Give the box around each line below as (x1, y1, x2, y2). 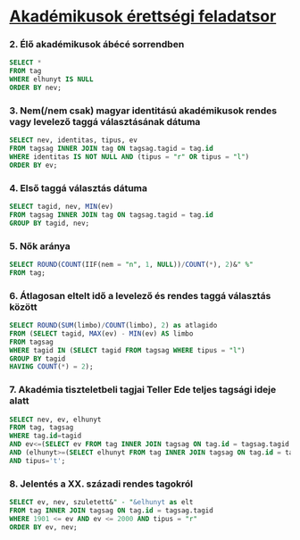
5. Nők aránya (9, 239, 71, 252)
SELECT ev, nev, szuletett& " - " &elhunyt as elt (9, 498, 194, 507)
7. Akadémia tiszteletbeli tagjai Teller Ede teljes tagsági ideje (9, 384, 277, 396)
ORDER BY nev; (9, 83, 62, 93)
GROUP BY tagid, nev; (9, 219, 90, 228)
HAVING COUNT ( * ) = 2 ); (9, 362, 94, 371)
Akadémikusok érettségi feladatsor (9, 6, 277, 27)
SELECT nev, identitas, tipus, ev (9, 136, 138, 145)
